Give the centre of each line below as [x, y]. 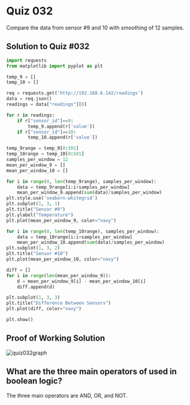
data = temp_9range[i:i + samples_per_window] [73, 187]
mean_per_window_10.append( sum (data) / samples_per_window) [91, 242]
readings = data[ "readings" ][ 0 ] [46, 104]
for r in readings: [31, 115]
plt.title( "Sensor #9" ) [36, 209]
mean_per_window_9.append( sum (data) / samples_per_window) [90, 193]
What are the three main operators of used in [91, 372]
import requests [26, 60]
